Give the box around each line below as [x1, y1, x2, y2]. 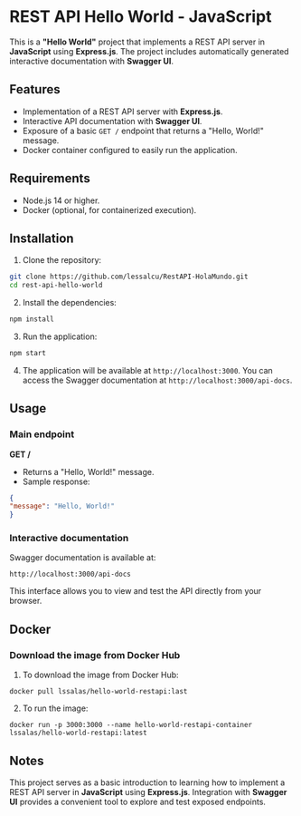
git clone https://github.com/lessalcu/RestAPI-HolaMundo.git [9, 272, 249, 282]
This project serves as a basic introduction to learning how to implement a [9, 777, 286, 788]
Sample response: [22, 476, 90, 487]
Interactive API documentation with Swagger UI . [22, 115, 202, 126]
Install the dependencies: [22, 297, 118, 308]
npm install [9, 315, 54, 324]
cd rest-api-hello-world [9, 281, 103, 290]
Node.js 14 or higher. [22, 195, 100, 206]
